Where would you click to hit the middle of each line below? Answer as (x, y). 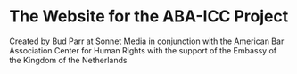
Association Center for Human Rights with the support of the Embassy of (143, 50)
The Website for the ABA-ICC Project (149, 16)
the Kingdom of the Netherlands (68, 60)
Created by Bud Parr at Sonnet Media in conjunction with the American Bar (147, 41)
